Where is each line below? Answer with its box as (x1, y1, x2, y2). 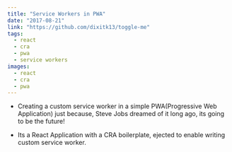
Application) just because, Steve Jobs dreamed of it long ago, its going (17, 110, 225, 118)
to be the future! (17, 117, 65, 126)
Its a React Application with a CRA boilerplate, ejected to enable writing (17, 131, 226, 139)
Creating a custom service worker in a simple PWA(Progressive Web (17, 102, 217, 110)
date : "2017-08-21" (7, 17, 65, 24)
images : (7, 63, 30, 70)
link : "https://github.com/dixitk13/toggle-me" (7, 23, 151, 30)
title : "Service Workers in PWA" (7, 10, 106, 18)
